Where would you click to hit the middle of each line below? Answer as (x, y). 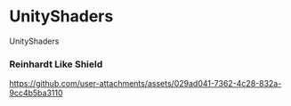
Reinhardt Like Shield (56, 64)
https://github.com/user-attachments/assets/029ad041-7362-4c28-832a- (145, 84)
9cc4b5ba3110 (36, 93)
